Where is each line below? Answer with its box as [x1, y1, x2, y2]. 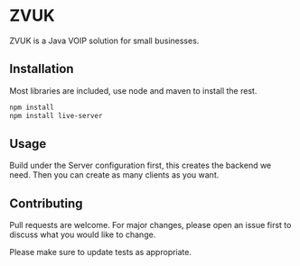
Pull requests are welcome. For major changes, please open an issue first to [9, 220, 292, 231]
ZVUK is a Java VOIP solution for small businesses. [9, 35, 200, 46]
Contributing [9, 196, 83, 211]
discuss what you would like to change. [9, 229, 156, 240]
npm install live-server [9, 111, 103, 120]
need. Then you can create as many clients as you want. [9, 170, 220, 180]
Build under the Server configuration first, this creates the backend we [9, 160, 272, 171]
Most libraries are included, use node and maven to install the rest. [9, 85, 258, 96]
